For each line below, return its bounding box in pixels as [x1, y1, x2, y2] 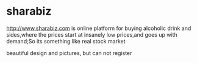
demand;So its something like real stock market [6, 37, 126, 45]
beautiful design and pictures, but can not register [6, 49, 132, 56]
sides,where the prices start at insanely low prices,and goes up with [6, 31, 178, 38]
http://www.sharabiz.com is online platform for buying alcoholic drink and [6, 24, 192, 32]
